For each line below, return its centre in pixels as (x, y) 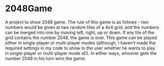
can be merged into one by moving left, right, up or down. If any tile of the (80, 32)
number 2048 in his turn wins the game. (46, 58)
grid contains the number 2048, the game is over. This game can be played (81, 38)
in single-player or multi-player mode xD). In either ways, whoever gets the (81, 53)
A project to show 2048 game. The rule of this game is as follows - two (77, 22)
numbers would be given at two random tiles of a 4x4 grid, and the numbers (82, 27)
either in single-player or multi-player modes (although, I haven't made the (81, 43)
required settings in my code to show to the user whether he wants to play (80, 48)
